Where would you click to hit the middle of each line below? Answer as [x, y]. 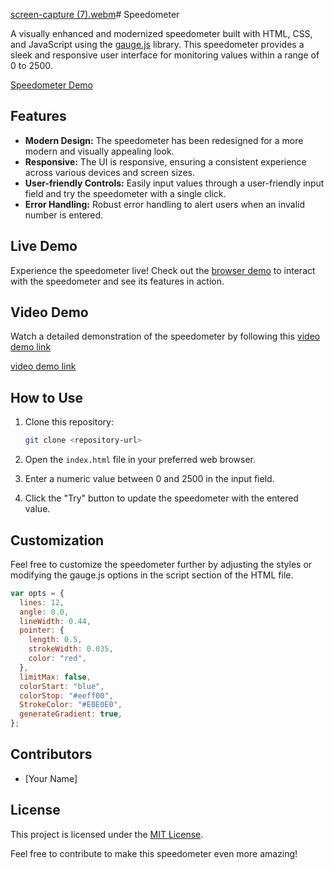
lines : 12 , [42, 602]
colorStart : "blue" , [62, 686]
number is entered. [64, 215]
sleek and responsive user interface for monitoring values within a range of [165, 55]
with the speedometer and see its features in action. [117, 281]
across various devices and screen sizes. [109, 172]
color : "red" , [57, 659]
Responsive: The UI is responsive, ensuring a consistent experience [165, 161]
